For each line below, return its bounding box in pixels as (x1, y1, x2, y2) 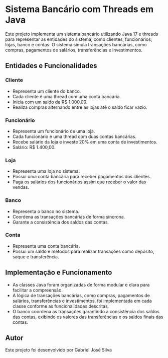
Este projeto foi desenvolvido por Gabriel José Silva (5, 347, 112, 353)
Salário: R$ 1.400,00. (12, 144, 56, 150)
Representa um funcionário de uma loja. (12, 128, 95, 134)
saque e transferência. (12, 253, 59, 260)
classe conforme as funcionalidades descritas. (12, 303, 109, 309)
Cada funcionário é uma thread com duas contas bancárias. (12, 133, 137, 139)
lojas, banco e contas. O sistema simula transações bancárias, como (5, 41, 147, 47)
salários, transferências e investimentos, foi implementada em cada (12, 298, 152, 304)
